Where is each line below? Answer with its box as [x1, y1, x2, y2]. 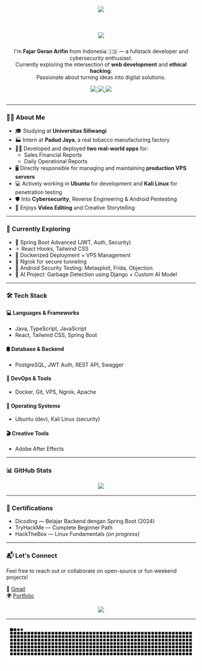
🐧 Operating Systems [6, 402, 61, 409]
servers [14, 173, 35, 180]
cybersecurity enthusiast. [69, 54, 133, 61]
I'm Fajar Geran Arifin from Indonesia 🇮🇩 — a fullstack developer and [14, 48, 188, 55]
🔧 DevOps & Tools [6, 375, 52, 382]
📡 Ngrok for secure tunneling [14, 257, 87, 265]
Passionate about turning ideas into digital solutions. [36, 74, 166, 81]
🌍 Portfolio [6, 592, 34, 599]
